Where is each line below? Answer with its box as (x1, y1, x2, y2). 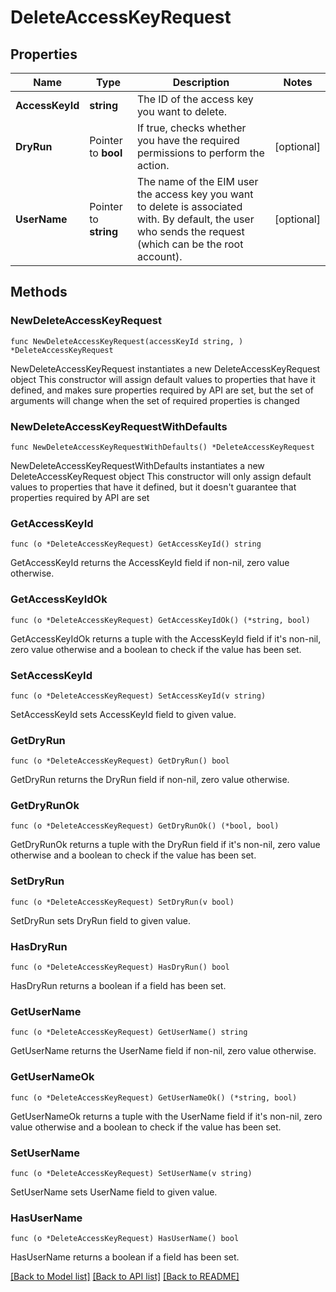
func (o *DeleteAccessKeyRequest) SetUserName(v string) (10, 1168, 253, 1178)
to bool (89, 146, 123, 160)
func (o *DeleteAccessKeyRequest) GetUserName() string (10, 1027, 248, 1038)
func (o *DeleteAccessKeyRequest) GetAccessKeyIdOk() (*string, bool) (10, 615, 311, 625)
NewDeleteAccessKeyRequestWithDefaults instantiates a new (10, 459, 265, 471)
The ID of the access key (136, 92, 254, 106)
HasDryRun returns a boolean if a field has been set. (10, 980, 227, 992)
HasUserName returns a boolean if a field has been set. (10, 1251, 240, 1263)
